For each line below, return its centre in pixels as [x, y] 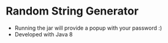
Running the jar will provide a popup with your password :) [88, 28]
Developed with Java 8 [44, 34]
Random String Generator [72, 11]
